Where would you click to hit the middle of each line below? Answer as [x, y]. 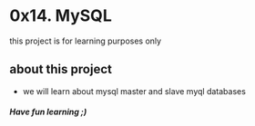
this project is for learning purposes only [86, 41]
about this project [61, 69]
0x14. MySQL [61, 16]
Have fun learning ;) [48, 112]
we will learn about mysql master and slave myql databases [134, 91]
